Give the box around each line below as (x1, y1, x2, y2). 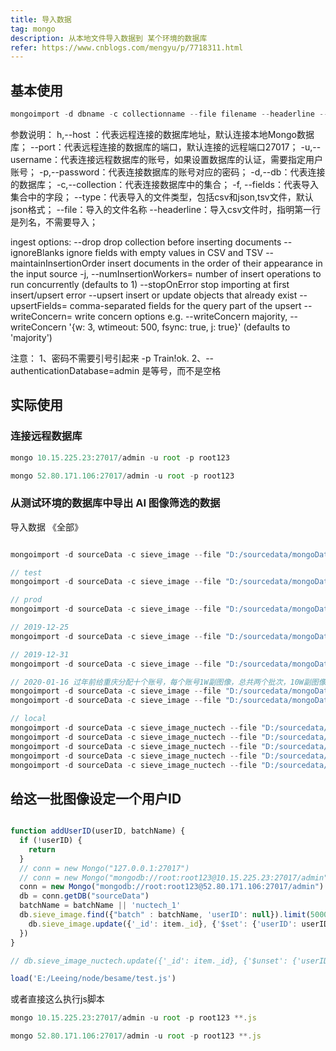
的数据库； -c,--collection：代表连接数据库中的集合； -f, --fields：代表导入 (10, 178, 319, 190)
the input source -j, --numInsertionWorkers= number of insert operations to (10, 267, 322, 280)
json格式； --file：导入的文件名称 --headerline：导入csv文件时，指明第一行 (10, 203, 322, 215)
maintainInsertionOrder (10, 257, 106, 269)
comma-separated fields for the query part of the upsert (69, 299, 302, 311)
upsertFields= (10, 299, 68, 311)
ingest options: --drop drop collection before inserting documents (10, 236, 282, 248)
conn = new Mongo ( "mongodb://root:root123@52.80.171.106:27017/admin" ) (19, 882, 325, 892)
